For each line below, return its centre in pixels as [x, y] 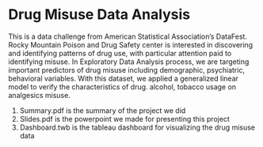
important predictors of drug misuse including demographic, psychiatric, [127, 70]
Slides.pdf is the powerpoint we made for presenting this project [124, 119]
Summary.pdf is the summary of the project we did [103, 110]
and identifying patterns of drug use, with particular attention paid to [120, 53]
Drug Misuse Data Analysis [99, 15]
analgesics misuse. [40, 95]
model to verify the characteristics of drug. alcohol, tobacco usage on [122, 87]
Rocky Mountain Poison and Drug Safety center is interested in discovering [131, 44]
